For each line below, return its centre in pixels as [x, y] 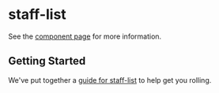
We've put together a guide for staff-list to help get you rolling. [110, 80]
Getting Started [47, 61]
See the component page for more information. [85, 36]
